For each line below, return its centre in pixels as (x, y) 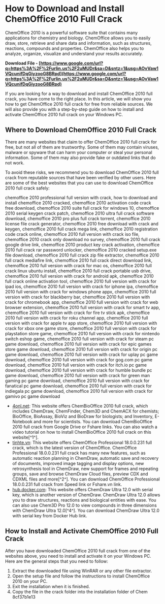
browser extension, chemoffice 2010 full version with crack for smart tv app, (82, 307)
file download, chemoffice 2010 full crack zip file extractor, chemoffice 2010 (82, 255)
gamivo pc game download (33, 396)
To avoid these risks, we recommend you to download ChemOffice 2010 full (82, 172)
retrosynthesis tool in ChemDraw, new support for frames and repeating (85, 469)
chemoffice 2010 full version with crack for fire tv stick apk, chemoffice (78, 313)
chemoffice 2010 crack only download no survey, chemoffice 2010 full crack (83, 239)
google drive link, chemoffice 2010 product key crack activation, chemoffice (82, 245)
